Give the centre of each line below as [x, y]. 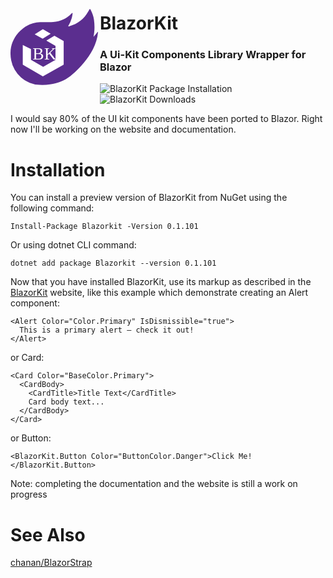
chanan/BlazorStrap [51, 563]
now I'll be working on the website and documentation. [123, 129]
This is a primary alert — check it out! [107, 330]
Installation [58, 169]
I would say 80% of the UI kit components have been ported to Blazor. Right [166, 119]
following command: [52, 208]
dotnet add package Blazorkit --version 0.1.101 [113, 263]
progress [29, 494]
